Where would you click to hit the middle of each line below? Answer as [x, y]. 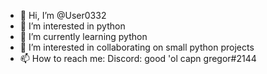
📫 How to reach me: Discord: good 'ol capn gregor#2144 [138, 58]
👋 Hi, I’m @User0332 [63, 15]
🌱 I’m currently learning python [83, 36]
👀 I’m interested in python [72, 26]
